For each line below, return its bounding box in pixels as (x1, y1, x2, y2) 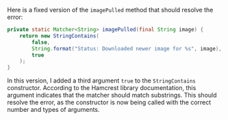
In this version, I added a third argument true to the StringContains (7, 76, 197, 85)
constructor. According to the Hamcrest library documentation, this (7, 84, 197, 92)
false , (31, 39, 51, 46)
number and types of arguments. (7, 106, 101, 114)
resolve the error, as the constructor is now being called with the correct (7, 98, 212, 106)
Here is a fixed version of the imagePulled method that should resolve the (7, 6, 214, 14)
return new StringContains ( (19, 32, 99, 40)
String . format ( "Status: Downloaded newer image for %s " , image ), (31, 45, 223, 52)
